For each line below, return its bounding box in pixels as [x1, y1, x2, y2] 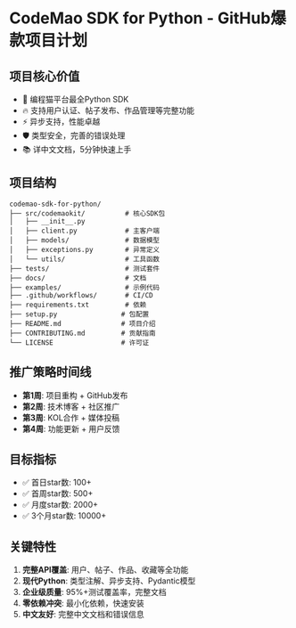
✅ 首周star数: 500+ [21, 488, 94, 499]
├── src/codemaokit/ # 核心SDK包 [9, 208, 166, 218]
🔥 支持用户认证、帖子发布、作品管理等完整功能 [21, 105, 195, 116]
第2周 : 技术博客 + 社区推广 [21, 401, 120, 412]
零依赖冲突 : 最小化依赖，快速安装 [21, 598, 144, 608]
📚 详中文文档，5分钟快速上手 [21, 144, 132, 154]
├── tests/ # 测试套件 [9, 264, 160, 273]
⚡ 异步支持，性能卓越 [21, 117, 101, 126]
